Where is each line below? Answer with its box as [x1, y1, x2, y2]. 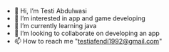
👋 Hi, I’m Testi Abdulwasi [14, 7, 87, 15]
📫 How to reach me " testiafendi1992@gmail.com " [14, 37, 163, 45]
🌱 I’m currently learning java [14, 22, 97, 30]
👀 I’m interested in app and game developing [14, 14, 146, 22]
